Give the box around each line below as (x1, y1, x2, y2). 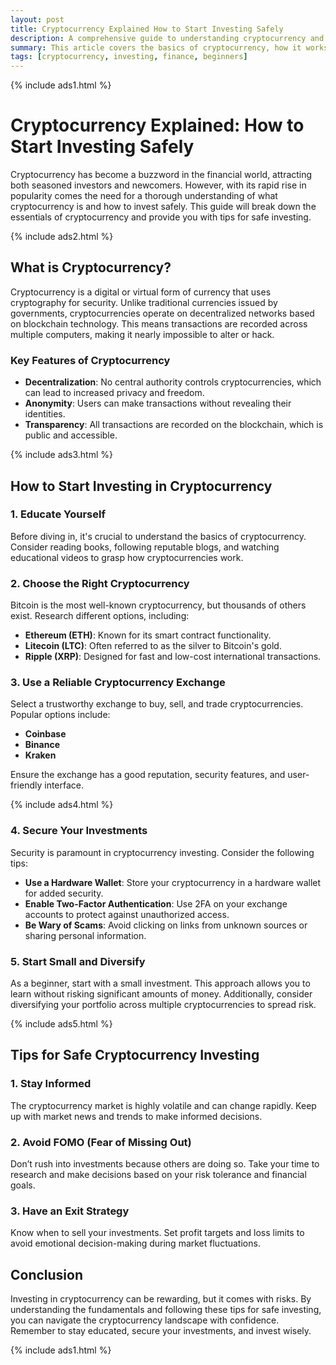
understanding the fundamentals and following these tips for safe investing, (10, 1304, 322, 1316)
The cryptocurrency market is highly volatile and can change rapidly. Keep (10, 1099, 317, 1111)
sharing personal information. (24, 929, 147, 941)
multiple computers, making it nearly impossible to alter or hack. (10, 328, 275, 340)
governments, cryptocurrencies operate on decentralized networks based (10, 307, 315, 319)
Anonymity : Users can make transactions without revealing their (24, 397, 292, 410)
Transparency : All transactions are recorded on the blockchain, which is (24, 419, 324, 431)
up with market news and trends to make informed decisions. (10, 1110, 263, 1122)
